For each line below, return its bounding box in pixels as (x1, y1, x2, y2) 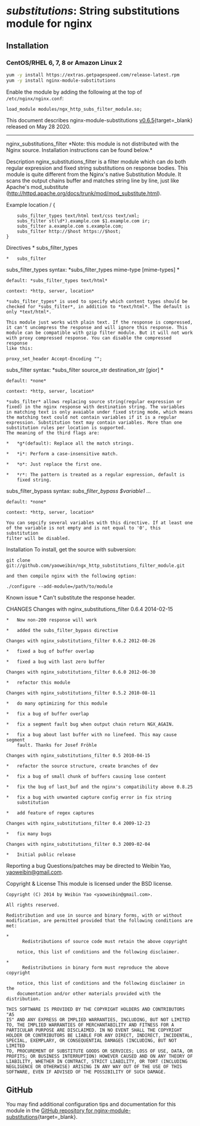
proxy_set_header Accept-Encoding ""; (6, 356, 102, 362)
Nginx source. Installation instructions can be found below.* (6, 146, 153, 153)
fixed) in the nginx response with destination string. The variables (6, 404, 185, 410)
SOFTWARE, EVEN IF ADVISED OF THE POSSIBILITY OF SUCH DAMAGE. (6, 1069, 167, 1075)
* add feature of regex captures (6, 809, 95, 816)
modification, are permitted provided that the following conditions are (6, 917, 193, 923)
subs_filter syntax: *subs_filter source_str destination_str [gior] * (6, 366, 164, 373)
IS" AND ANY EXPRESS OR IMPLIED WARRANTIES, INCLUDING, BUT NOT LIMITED (6, 1016, 190, 1023)
